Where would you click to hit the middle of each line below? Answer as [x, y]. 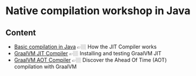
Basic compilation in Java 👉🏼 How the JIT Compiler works [85, 47]
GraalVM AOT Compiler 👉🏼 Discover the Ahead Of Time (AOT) [90, 60]
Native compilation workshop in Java [98, 11]
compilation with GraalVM [45, 67]
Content [21, 33]
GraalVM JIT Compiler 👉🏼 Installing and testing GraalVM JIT [88, 53]
